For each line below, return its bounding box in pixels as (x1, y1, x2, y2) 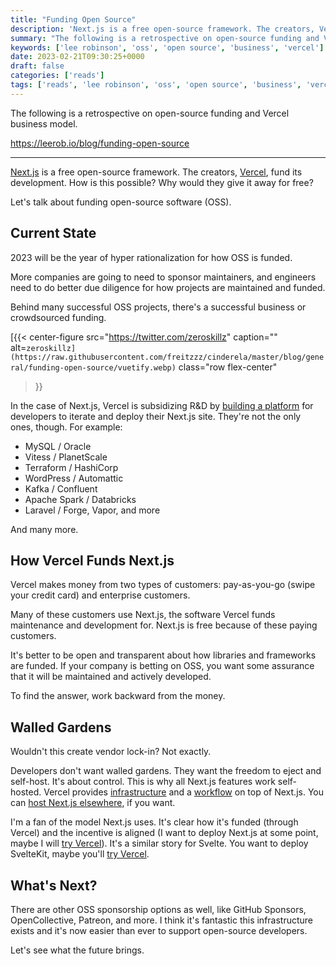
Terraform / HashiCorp (24, 461, 119, 473)
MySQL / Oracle (24, 440, 92, 452)
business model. (10, 117, 78, 130)
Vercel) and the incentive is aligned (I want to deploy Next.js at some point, (10, 827, 319, 839)
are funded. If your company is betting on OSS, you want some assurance (10, 660, 315, 672)
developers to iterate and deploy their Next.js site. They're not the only (10, 410, 302, 422)
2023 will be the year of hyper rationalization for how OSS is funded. (10, 251, 293, 263)
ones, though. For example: (10, 421, 123, 433)
